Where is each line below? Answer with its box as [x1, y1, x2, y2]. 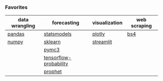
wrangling [11, 22, 35, 29]
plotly [92, 31, 105, 37]
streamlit [92, 38, 113, 45]
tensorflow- [43, 54, 72, 61]
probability [43, 60, 68, 67]
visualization [92, 19, 123, 26]
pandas [7, 31, 25, 37]
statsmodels [43, 31, 72, 37]
